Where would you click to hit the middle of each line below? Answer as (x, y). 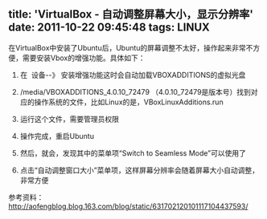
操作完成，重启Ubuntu (57, 136)
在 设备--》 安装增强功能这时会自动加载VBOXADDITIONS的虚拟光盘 (133, 75)
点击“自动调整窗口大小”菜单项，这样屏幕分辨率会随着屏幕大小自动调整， (140, 170)
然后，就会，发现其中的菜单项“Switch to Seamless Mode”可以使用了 (133, 153)
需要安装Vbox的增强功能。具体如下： (84, 58)
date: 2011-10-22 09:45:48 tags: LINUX (109, 28)
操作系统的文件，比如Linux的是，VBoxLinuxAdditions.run (129, 102)
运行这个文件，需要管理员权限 (69, 119)
